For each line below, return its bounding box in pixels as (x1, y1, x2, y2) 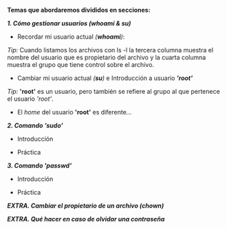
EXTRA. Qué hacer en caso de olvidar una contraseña (7, 215, 165, 223)
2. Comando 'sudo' (7, 121, 63, 130)
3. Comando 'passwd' (7, 161, 72, 170)
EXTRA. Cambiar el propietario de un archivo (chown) (7, 201, 164, 210)
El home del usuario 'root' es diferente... (17, 108, 132, 116)
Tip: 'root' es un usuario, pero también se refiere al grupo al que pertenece (7, 88, 220, 95)
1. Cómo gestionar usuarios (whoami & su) (7, 19, 131, 27)
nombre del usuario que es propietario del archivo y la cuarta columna (7, 53, 206, 61)
